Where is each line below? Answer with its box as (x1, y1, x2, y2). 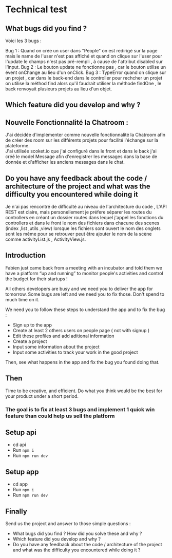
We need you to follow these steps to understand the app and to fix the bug (5, 306, 165, 313)
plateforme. (5, 143, 30, 149)
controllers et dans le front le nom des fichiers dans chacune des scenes (5, 220, 160, 226)
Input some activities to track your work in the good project (12, 349, 138, 355)
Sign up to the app (12, 322, 52, 328)
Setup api (5, 428, 37, 437)
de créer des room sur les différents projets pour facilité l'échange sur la (5, 137, 158, 143)
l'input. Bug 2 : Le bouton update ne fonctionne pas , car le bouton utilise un (5, 64, 166, 70)
